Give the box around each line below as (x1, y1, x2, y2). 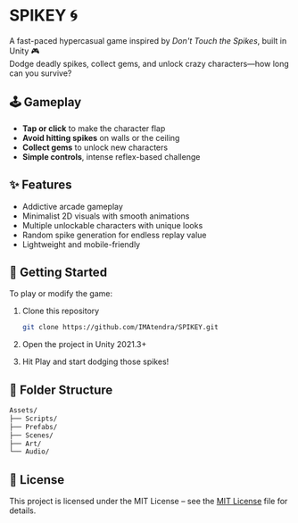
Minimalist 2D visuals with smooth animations (21, 211, 190, 221)
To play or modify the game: (9, 288, 113, 299)
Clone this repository (21, 305, 100, 317)
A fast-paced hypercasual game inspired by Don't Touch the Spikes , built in (9, 35, 287, 46)
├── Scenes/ (9, 430, 54, 440)
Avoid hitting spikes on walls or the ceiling (21, 132, 180, 143)
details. (9, 505, 37, 516)
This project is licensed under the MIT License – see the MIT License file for (9, 496, 288, 507)
